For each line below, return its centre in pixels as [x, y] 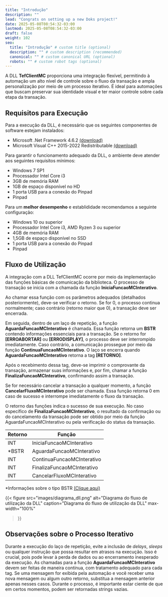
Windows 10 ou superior [37, 222]
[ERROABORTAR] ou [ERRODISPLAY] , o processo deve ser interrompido [80, 339]
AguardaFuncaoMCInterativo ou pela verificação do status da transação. [80, 422]
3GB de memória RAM [35, 181]
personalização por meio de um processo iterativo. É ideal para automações [84, 87]
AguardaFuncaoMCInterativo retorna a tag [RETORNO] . [64, 355]
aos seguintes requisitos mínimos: [40, 161]
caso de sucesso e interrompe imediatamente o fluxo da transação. [75, 396]
